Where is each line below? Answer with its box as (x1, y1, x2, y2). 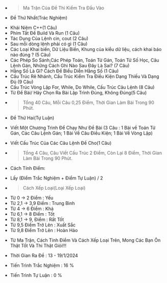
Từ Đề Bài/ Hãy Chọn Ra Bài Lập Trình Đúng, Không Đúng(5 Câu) (10, 90, 147, 95)
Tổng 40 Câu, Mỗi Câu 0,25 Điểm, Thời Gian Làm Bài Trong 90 (22, 99, 155, 106)
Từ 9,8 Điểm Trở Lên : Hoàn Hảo (10, 227, 78, 233)
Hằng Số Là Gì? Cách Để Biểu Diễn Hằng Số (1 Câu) (10, 68, 119, 74)
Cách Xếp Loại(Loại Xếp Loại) (22, 185, 86, 191)
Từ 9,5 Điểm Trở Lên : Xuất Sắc (10, 222, 76, 228)
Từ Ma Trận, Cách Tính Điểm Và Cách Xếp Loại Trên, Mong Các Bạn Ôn (10, 237, 161, 243)
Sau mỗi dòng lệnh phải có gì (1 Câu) (10, 41, 88, 47)
